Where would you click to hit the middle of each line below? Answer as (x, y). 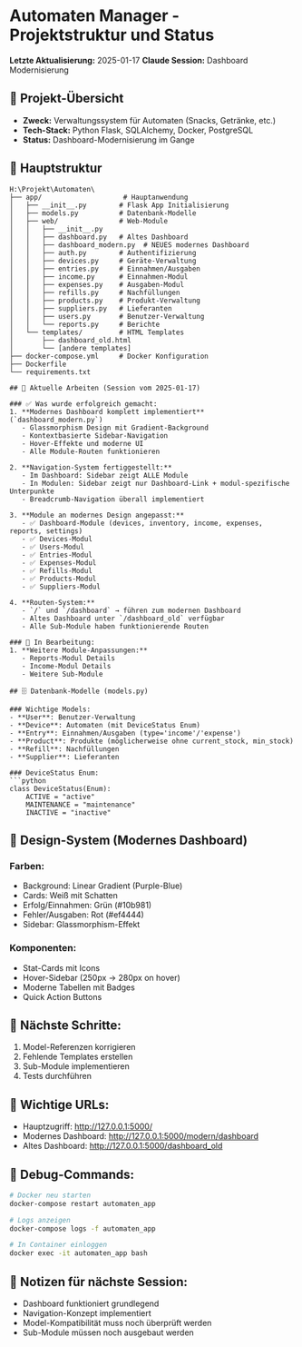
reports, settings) (46, 531)
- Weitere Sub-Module (62, 674)
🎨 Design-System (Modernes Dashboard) (128, 840)
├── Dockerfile (38, 364)
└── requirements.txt (50, 372)
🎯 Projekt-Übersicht (67, 99)
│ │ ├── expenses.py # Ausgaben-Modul (97, 284)
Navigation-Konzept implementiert (87, 1313)
